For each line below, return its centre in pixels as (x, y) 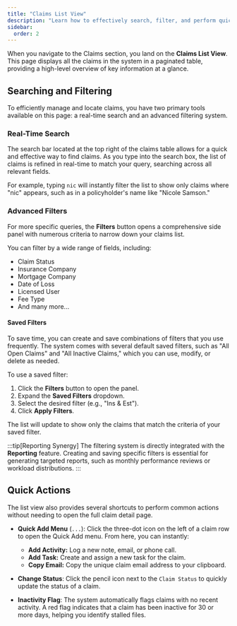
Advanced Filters (37, 211)
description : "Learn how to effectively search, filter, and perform (112, 20)
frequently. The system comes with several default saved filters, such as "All (118, 346)
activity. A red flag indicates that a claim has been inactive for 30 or (115, 607)
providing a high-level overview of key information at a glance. (98, 69)
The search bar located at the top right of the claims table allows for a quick (117, 149)
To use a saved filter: (38, 374)
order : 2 (26, 34)
